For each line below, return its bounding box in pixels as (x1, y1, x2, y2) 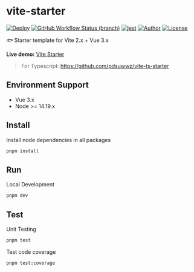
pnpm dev (6, 192, 28, 199)
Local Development (6, 181, 55, 188)
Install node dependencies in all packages (6, 136, 111, 143)
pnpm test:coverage (6, 260, 56, 266)
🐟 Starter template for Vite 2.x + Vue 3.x (6, 36, 109, 44)
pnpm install (6, 148, 39, 154)
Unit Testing (6, 225, 36, 233)
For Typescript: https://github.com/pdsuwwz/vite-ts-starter (21, 62, 169, 69)
